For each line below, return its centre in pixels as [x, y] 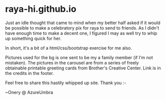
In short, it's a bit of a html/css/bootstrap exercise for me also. [69, 48]
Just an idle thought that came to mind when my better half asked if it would [83, 23]
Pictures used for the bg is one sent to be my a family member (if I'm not [79, 57]
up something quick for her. [33, 38]
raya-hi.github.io [41, 9]
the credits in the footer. [30, 73]
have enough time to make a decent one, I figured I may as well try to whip [81, 33]
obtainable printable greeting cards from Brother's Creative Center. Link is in [83, 68]
